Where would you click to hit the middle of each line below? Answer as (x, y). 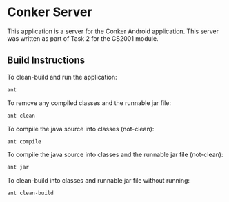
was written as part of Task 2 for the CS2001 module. (83, 38)
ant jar (18, 167)
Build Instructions (46, 61)
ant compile (24, 141)
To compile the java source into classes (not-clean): (81, 129)
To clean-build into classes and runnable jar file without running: (99, 181)
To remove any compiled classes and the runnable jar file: (89, 103)
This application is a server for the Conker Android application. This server (113, 31)
